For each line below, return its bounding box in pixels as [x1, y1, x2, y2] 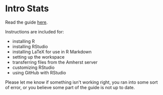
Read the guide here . [5, 19, 48, 25]
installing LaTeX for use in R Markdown [12, 49, 92, 55]
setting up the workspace [12, 54, 65, 60]
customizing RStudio [12, 64, 55, 70]
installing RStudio [12, 43, 48, 49]
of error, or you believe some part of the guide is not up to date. [5, 84, 135, 90]
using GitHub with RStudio [12, 69, 66, 75]
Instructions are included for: [5, 29, 64, 34]
